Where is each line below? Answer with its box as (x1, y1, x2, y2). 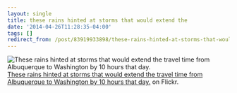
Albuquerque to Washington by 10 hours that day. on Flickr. (7, 78, 179, 86)
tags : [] (7, 29, 33, 37)
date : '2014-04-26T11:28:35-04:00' (7, 23, 112, 30)
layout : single (7, 10, 52, 17)
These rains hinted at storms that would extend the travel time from (7, 71, 203, 79)
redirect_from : (7, 36, 52, 43)
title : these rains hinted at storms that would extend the (7, 17, 188, 24)
